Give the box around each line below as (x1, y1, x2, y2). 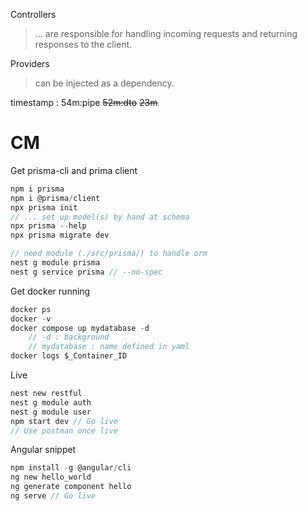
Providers (10, 58, 50, 69)
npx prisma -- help (10, 221, 87, 231)
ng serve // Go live (10, 491, 97, 501)
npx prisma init (10, 202, 78, 213)
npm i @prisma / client (10, 193, 101, 203)
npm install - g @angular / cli (10, 463, 132, 473)
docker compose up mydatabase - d (10, 323, 150, 333)
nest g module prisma (10, 258, 101, 268)
